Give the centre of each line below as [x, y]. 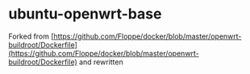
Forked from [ [31, 36]
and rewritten [101, 62]
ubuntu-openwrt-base [85, 14]
